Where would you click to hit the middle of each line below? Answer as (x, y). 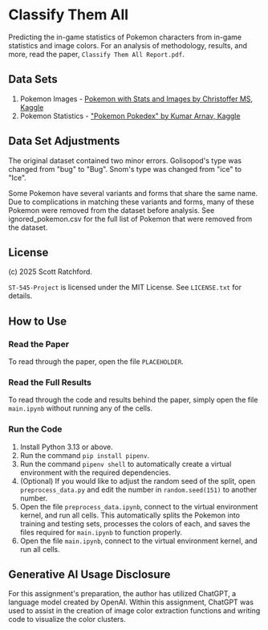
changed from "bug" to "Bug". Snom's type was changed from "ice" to (125, 169)
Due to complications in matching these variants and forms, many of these (131, 202)
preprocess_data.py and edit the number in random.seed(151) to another (138, 489)
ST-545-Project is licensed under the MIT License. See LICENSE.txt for (125, 288)
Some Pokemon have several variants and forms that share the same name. (133, 193)
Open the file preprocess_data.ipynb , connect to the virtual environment (139, 506)
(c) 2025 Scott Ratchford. (50, 272)
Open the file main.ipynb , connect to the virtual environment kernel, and (139, 541)
